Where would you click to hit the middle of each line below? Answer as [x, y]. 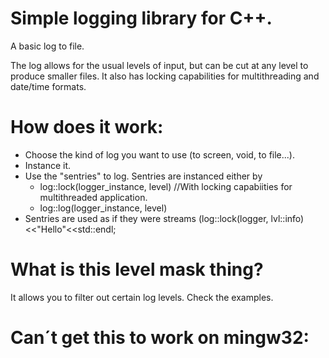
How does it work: [87, 127]
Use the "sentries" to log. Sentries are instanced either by [143, 176]
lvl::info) [287, 218]
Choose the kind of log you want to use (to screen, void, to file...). [160, 154]
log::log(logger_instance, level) [103, 208]
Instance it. [48, 165]
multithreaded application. [93, 197]
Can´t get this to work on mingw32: [160, 338]
